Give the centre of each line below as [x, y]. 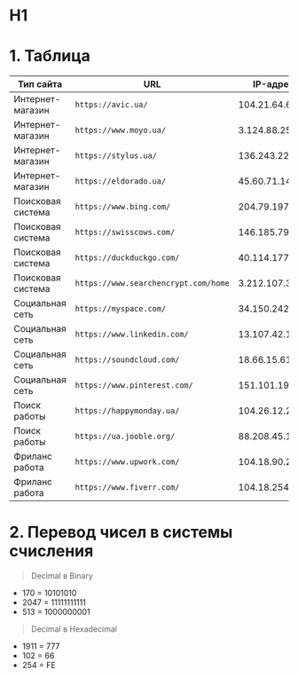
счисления [51, 551]
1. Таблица [50, 56]
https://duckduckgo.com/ [127, 258]
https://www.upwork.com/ [127, 462]
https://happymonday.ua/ [127, 411]
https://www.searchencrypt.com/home [152, 283]
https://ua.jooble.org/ [125, 437]
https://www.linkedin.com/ [132, 335]
